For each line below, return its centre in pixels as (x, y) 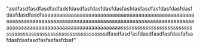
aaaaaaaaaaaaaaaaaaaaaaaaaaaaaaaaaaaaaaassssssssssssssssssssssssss (99, 27)
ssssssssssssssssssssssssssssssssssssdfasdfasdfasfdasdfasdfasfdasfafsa (100, 34)
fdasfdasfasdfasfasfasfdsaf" (41, 40)
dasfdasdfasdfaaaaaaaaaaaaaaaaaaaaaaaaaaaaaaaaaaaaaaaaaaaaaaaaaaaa (100, 15)
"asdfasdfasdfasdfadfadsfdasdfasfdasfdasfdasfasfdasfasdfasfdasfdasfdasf (99, 9)
